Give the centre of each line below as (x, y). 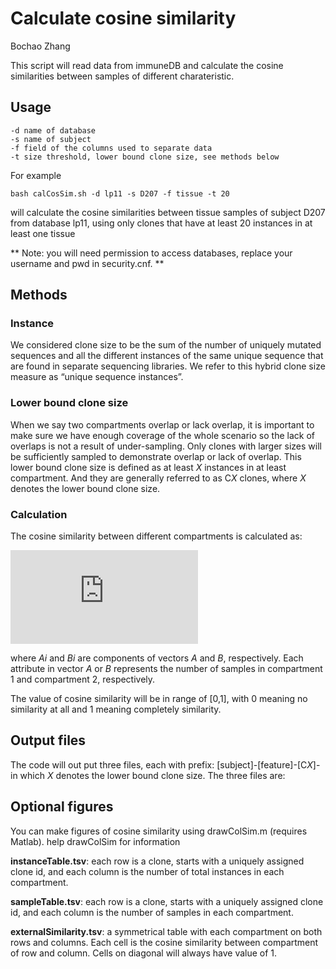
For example (36, 175)
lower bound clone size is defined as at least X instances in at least (148, 467)
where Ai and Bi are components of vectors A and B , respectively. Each (157, 658)
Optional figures (62, 807)
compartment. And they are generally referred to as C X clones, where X (158, 478)
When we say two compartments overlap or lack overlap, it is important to (162, 424)
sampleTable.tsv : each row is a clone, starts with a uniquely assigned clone (167, 901)
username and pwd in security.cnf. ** (87, 263)
